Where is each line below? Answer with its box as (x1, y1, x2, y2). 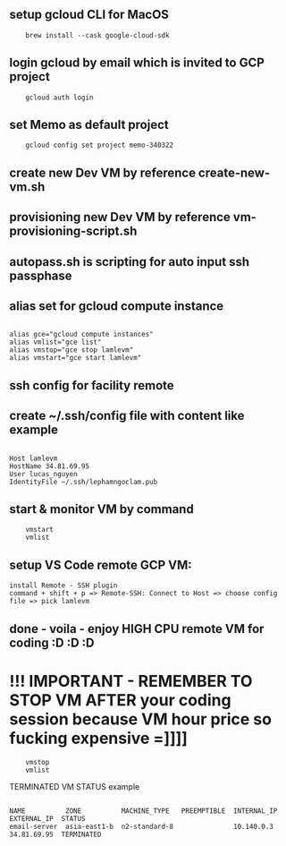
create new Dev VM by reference (9, 165, 197, 180)
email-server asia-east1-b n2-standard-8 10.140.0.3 (9, 822, 274, 831)
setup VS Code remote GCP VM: (9, 557, 192, 572)
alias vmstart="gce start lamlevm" (9, 354, 142, 363)
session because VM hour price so (9, 709, 273, 729)
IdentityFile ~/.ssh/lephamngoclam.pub (9, 477, 158, 486)
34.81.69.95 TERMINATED (9, 830, 102, 839)
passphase (9, 268, 72, 283)
